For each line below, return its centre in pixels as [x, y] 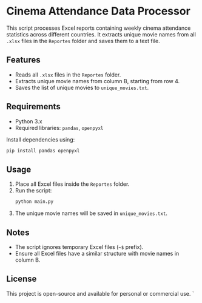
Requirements [33, 107]
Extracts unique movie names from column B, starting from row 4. [97, 81]
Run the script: [33, 191]
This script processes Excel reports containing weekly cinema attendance [99, 28]
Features [23, 60]
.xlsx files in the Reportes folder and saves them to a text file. [83, 41]
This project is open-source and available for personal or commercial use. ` [100, 293]
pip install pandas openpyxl [43, 151]
